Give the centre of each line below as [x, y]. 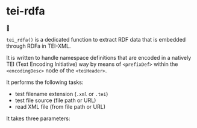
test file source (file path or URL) [55, 100]
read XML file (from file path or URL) [60, 106]
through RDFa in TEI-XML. [39, 46]
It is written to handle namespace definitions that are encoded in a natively [99, 57]
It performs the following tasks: [45, 82]
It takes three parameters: [38, 118]
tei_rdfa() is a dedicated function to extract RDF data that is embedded [96, 39]
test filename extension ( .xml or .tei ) [61, 94]
